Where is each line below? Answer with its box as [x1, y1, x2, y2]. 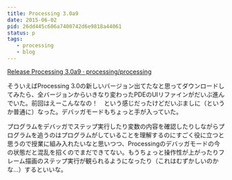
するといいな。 [24, 165, 68, 173]
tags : [7, 36, 23, 43]
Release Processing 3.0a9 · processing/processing [7, 67, 152, 76]
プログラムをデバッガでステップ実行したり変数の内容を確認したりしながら [7, 122, 219, 130]
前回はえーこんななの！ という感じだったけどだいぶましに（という [30, 99, 225, 107]
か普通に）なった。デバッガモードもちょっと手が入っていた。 [7, 108, 183, 116]
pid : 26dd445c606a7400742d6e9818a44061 [7, 23, 122, 30]
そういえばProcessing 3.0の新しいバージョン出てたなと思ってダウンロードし [7, 81, 225, 90]
